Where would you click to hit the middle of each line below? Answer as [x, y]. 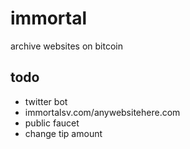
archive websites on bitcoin [66, 46]
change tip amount [63, 133]
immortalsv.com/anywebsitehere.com [102, 112]
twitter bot [46, 101]
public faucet [52, 123]
